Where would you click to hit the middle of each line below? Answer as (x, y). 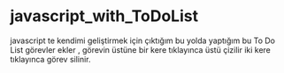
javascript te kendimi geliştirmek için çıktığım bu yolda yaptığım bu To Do (143, 40)
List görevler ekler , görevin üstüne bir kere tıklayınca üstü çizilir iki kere (140, 49)
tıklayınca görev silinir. (50, 59)
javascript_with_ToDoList (104, 16)
